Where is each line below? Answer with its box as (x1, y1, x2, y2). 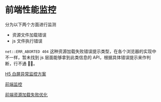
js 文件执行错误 (12, 38, 43, 44)
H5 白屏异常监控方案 (5, 71, 46, 77)
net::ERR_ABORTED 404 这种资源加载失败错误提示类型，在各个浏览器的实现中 (5, 48, 157, 54)
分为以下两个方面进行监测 (5, 21, 56, 27)
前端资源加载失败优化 (5, 91, 48, 98)
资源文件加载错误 (12, 32, 47, 38)
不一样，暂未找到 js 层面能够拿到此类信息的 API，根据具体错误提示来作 (5, 54, 147, 60)
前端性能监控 (5, 4, 57, 16)
